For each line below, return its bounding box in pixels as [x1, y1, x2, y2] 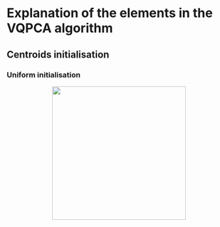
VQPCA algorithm [6, 20, 113, 36]
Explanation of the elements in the [6, 5, 213, 21]
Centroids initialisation [6, 48, 110, 60]
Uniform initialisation [6, 70, 81, 80]
